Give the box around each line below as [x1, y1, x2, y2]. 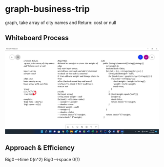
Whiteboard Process [5, 34, 69, 42]
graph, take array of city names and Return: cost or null [5, 20, 116, 25]
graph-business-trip [5, 3, 90, 15]
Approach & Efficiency [5, 143, 75, 152]
